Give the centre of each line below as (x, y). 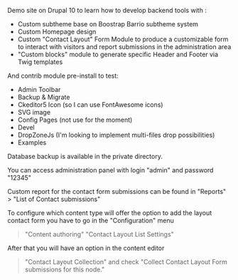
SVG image (34, 112)
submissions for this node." (65, 269)
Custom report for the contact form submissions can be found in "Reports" (117, 191)
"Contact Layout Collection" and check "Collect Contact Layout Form (126, 262)
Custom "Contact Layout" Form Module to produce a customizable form (123, 39)
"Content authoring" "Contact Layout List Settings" (99, 234)
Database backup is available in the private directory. (85, 156)
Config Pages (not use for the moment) (75, 120)
